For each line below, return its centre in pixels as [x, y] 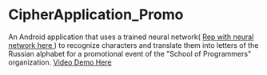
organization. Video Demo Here [60, 62]
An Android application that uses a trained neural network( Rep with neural [131, 37]
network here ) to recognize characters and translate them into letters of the [133, 45]
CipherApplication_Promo [96, 15]
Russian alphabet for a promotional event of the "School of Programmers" [130, 53]
